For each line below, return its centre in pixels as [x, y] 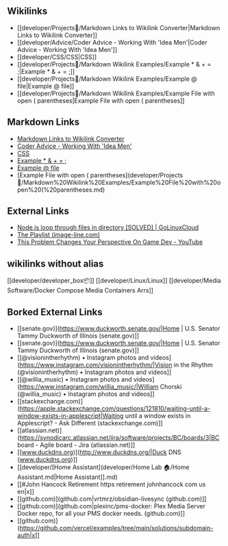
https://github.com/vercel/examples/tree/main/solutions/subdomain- [116, 528]
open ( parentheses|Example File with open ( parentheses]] [101, 100]
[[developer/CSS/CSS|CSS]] [57, 57]
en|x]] [25, 492]
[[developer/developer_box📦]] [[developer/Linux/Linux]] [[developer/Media [114, 281]
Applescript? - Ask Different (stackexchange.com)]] [90, 423]
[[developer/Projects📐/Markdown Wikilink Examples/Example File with [116, 93]
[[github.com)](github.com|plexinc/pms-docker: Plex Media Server [111, 506]
